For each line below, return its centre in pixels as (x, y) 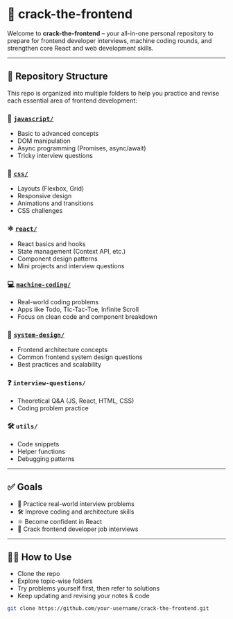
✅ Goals (25, 487)
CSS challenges (40, 211)
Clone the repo (38, 574)
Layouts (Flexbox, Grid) (51, 189)
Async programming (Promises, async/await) (82, 148)
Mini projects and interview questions (71, 265)
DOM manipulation (44, 141)
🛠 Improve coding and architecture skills (76, 512)
